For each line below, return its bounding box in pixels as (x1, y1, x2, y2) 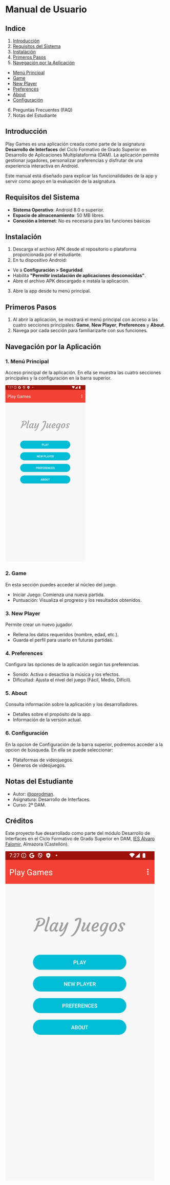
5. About (5, 690, 27, 697)
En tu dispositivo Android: (12, 257, 68, 263)
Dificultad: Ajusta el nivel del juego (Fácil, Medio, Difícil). (12, 677, 132, 683)
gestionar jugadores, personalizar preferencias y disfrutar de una (5, 157, 143, 163)
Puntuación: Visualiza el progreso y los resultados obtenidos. (12, 597, 142, 603)
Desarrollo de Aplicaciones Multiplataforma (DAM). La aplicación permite (5, 152, 159, 158)
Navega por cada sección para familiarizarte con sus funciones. (12, 328, 148, 334)
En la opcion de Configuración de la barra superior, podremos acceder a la (5, 741, 163, 747)
